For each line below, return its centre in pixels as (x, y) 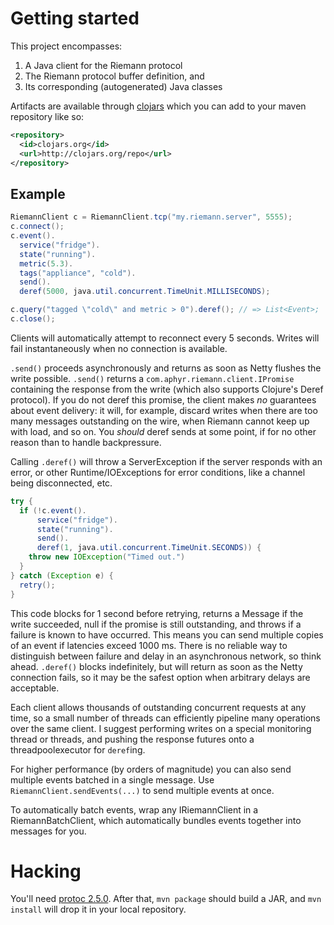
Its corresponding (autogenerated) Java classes (123, 86)
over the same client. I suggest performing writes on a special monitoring (161, 728)
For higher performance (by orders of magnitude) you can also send (151, 769)
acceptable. (35, 688)
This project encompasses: (66, 46)
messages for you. (48, 831)
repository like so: (47, 116)
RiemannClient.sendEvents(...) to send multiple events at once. (142, 790)
